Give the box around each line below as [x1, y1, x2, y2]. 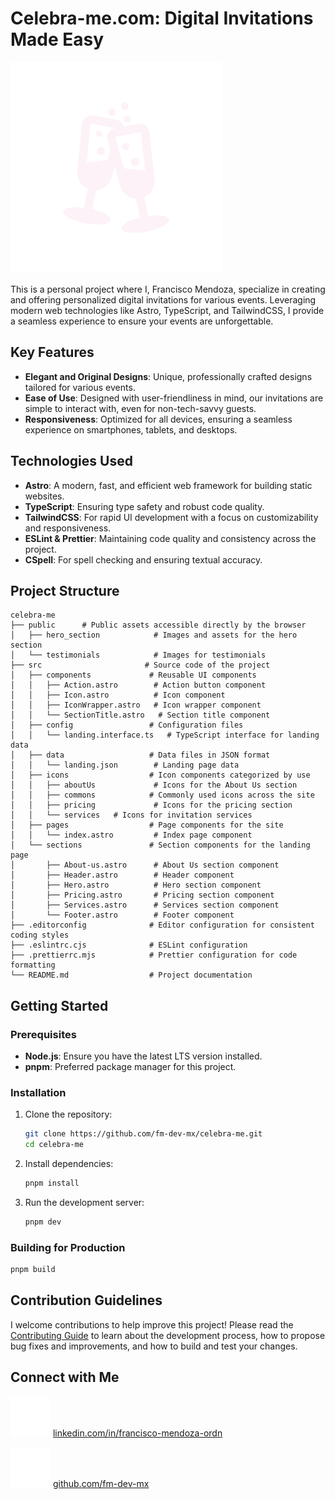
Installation [10, 1085, 67, 1099]
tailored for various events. [24, 381, 136, 393]
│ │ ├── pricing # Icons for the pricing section [10, 800, 293, 811]
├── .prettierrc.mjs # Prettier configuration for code [10, 950, 298, 961]
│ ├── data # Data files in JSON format [10, 750, 271, 761]
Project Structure [10, 582, 120, 599]
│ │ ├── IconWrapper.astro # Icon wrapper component [10, 700, 262, 711]
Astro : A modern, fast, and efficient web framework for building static [24, 479, 313, 491]
